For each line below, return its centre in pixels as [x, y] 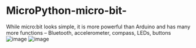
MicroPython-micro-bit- [67, 11]
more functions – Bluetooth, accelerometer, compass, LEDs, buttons [89, 32]
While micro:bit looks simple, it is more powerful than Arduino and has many [98, 27]
